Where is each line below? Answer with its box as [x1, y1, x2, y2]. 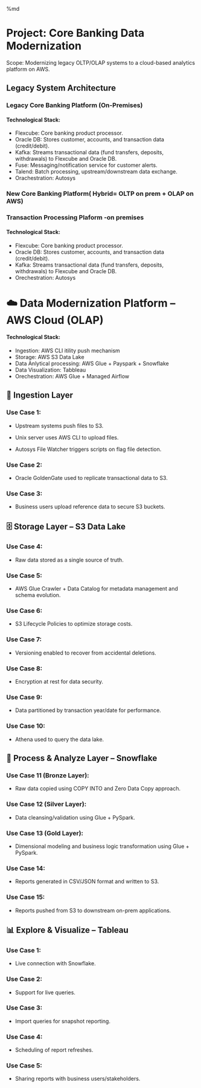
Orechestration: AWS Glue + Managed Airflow [14, 372, 130, 380]
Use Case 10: [6, 722, 45, 730]
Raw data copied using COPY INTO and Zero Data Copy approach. [14, 785, 181, 792]
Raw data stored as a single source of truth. [14, 556, 124, 563]
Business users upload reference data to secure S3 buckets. [14, 503, 165, 510]
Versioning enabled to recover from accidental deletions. [14, 649, 157, 656]
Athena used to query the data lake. [14, 736, 104, 743]
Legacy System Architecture [6, 83, 116, 93]
